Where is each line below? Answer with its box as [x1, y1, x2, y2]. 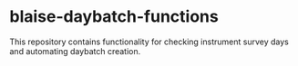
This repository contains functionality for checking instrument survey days [9, 36, 289, 47]
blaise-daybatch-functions [9, 6, 219, 27]
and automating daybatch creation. [9, 45, 141, 56]
